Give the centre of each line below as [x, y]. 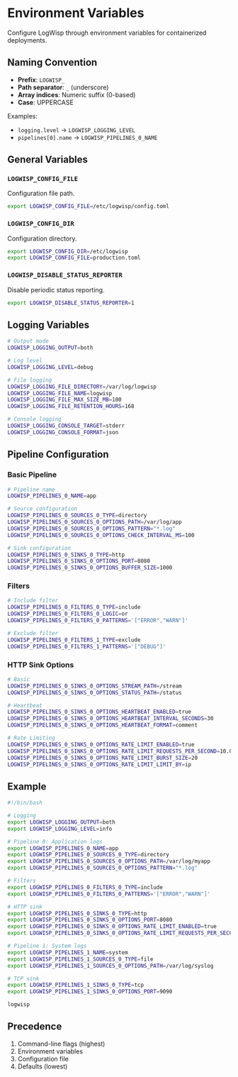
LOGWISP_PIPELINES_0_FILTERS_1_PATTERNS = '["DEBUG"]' [87, 646]
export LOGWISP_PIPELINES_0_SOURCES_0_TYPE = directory [89, 855]
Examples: [22, 116]
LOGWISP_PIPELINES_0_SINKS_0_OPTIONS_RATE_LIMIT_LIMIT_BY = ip [100, 764]
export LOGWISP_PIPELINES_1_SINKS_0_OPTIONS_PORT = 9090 [90, 992]
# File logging [30, 380]
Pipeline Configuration [58, 454]
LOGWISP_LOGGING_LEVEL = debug [50, 367]
